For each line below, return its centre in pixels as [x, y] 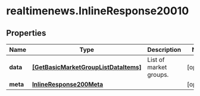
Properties [26, 33]
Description [164, 50]
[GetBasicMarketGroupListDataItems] [87, 67]
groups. [158, 75]
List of [156, 60]
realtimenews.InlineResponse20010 [98, 11]
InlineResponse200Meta [68, 84]
